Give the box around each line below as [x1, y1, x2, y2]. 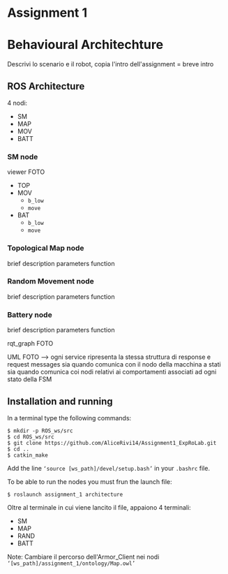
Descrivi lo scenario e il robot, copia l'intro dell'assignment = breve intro [7, 60, 214, 68]
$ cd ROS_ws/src [7, 433, 54, 441]
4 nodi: [7, 98, 28, 107]
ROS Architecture [7, 80, 85, 92]
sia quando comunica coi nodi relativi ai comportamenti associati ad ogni [7, 368, 217, 376]
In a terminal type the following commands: [7, 413, 132, 422]
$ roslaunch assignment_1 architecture [7, 491, 123, 498]
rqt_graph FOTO [7, 339, 54, 348]
